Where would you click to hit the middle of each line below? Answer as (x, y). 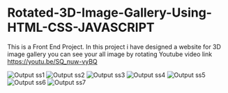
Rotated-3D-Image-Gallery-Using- (110, 13)
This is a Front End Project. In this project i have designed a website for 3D (114, 46)
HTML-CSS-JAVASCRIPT (81, 27)
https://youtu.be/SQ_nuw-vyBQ (52, 61)
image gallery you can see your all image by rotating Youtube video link (110, 54)
